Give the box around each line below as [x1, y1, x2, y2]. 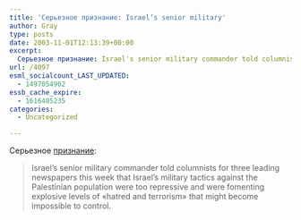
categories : [9, 105, 54, 114]
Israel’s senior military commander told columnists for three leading [30, 163, 280, 173]
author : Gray [9, 21, 58, 30]
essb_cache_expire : [9, 88, 82, 97]
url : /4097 [9, 63, 50, 72]
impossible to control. [30, 200, 112, 211]
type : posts [9, 30, 54, 38]
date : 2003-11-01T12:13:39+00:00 [9, 38, 134, 47]
